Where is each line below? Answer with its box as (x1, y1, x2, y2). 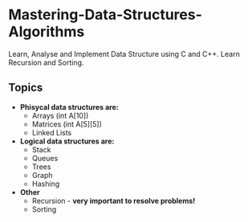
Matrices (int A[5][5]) (31, 119, 103, 129)
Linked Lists (31, 127, 72, 137)
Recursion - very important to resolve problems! (31, 196, 196, 205)
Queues (31, 153, 59, 163)
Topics (8, 81, 43, 95)
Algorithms (8, 22, 85, 41)
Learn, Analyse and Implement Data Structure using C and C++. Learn (8, 49, 241, 59)
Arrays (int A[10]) (31, 111, 89, 120)
